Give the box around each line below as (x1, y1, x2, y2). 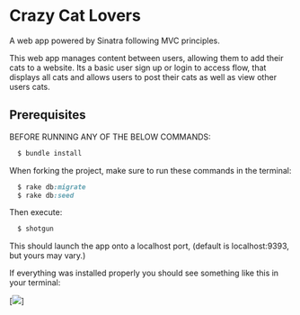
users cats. (9, 81, 51, 92)
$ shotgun (17, 224, 54, 234)
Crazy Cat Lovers (9, 5, 141, 26)
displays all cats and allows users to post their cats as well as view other (9, 71, 277, 82)
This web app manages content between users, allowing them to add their (9, 52, 285, 63)
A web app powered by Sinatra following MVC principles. (9, 35, 220, 46)
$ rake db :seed (17, 191, 75, 200)
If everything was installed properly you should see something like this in (9, 267, 279, 279)
